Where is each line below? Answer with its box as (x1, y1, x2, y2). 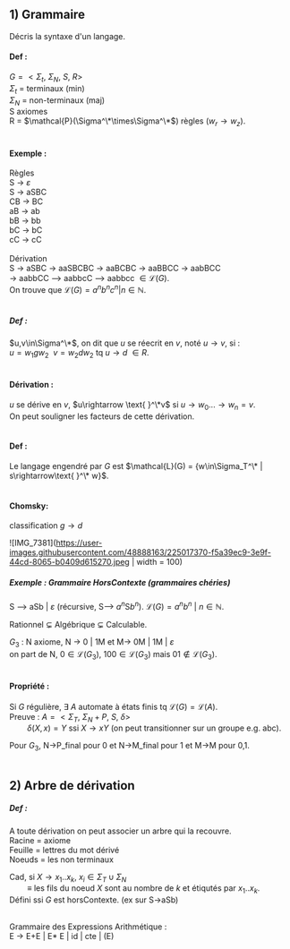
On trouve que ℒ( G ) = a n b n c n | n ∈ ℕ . (9, 283, 147, 295)
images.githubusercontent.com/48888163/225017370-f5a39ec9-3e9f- (9, 547, 271, 558)
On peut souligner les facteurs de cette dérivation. (9, 411, 195, 422)
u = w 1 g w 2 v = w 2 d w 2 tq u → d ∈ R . (9, 347, 149, 360)
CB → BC (9, 196, 44, 207)
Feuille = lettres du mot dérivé (9, 844, 120, 855)
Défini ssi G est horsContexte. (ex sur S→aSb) (9, 894, 179, 905)
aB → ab (9, 206, 40, 217)
